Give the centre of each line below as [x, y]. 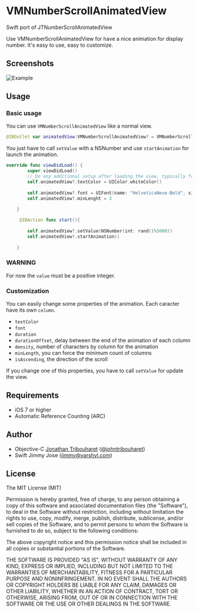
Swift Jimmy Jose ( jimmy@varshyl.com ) [63, 455]
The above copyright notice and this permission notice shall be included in [96, 542]
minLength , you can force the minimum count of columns [83, 353]
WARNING [21, 263]
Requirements [32, 395]
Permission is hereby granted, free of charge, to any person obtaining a [93, 499]
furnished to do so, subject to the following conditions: [72, 531]
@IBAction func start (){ [50, 220]
